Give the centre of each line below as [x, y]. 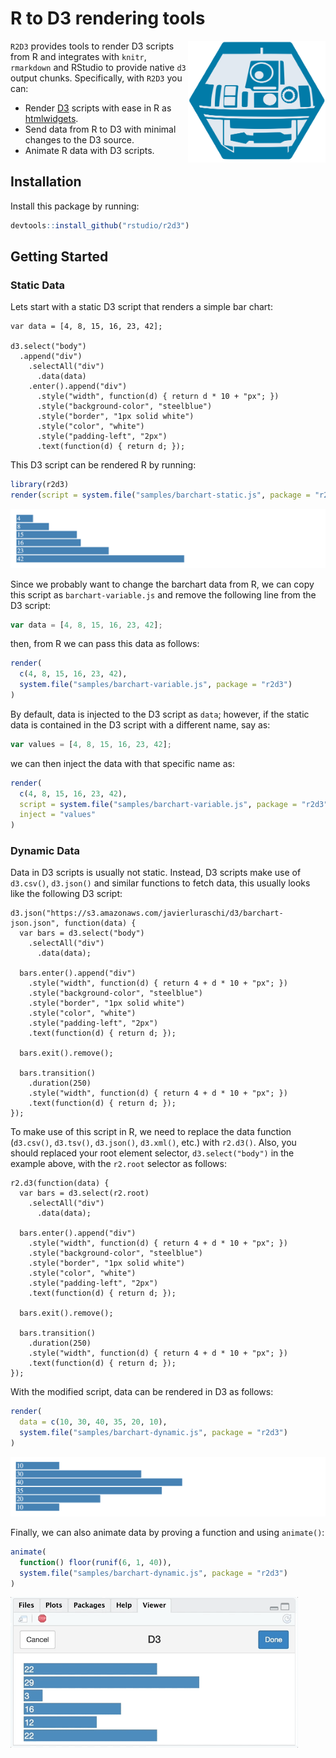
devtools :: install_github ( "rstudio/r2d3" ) [100, 225]
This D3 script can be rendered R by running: [103, 465]
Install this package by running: [75, 206]
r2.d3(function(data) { [60, 1183]
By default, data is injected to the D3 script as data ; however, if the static [160, 714]
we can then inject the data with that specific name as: [122, 763]
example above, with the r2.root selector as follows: [118, 1164]
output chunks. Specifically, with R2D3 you [96, 78]
